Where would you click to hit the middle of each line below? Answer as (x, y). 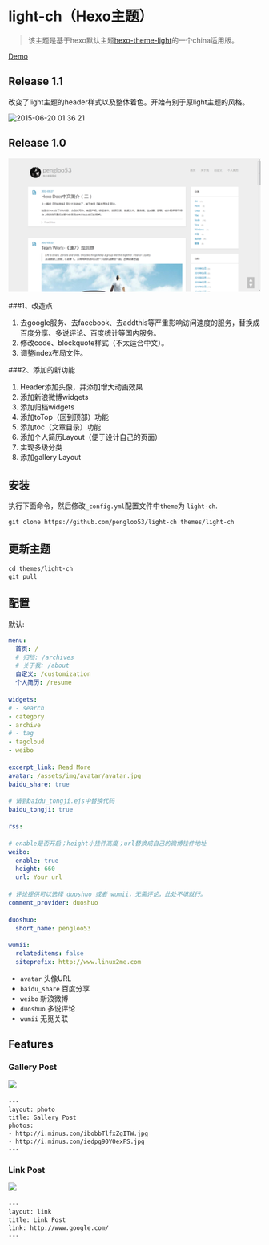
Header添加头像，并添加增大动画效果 (81, 387)
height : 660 (36, 869)
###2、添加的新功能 (42, 370)
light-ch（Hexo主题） (81, 16)
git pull (23, 576)
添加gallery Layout (50, 458)
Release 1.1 (36, 81)
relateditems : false (50, 954)
